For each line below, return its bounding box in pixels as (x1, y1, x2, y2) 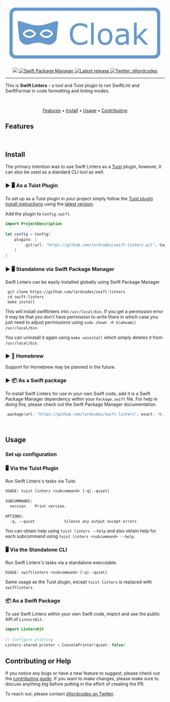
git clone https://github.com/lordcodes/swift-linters (7, 289, 125, 294)
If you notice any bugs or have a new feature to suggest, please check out (5, 670, 160, 676)
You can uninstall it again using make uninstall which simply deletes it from (5, 334, 163, 340)
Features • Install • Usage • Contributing (42, 107, 127, 113)
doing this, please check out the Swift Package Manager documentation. (5, 401, 157, 407)
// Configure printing (5, 637, 53, 643)
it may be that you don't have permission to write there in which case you (5, 313, 158, 320)
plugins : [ (14, 237, 37, 242)
